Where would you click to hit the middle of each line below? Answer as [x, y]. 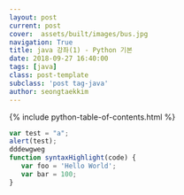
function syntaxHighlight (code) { [73, 158]
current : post [35, 26]
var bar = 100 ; [49, 174]
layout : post [33, 17]
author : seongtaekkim [49, 91]
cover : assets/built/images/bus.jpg [79, 34]
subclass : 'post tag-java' [59, 83]
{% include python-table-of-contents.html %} [92, 117]
